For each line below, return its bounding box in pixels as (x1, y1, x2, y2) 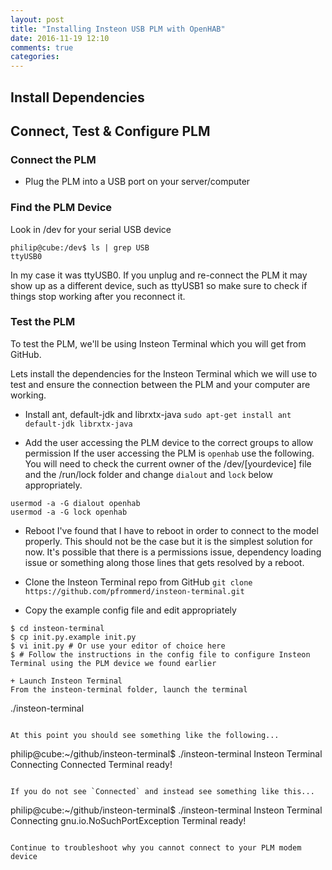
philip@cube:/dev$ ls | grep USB (10, 242, 150, 253)
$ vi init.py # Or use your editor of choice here (10, 641, 226, 651)
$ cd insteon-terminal (10, 623, 105, 633)
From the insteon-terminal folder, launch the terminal (10, 684, 248, 695)
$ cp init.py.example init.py (10, 632, 137, 642)
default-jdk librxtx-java (24, 419, 133, 429)
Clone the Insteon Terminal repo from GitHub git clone (24, 576, 253, 588)
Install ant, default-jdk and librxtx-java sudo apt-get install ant (24, 408, 292, 420)
